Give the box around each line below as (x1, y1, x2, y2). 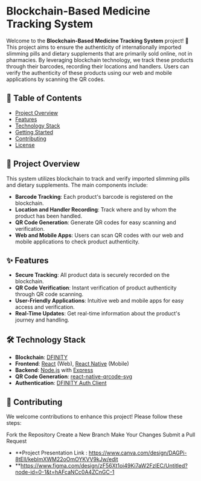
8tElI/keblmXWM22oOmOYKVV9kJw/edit (14, 456, 119, 463)
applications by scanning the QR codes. (6, 76, 106, 83)
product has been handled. (14, 212, 83, 219)
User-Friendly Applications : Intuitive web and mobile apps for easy (14, 297, 184, 305)
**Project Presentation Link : (14, 449, 88, 456)
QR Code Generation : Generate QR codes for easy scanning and (14, 219, 176, 226)
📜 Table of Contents (6, 93, 82, 103)
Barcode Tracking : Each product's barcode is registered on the (14, 193, 173, 200)
